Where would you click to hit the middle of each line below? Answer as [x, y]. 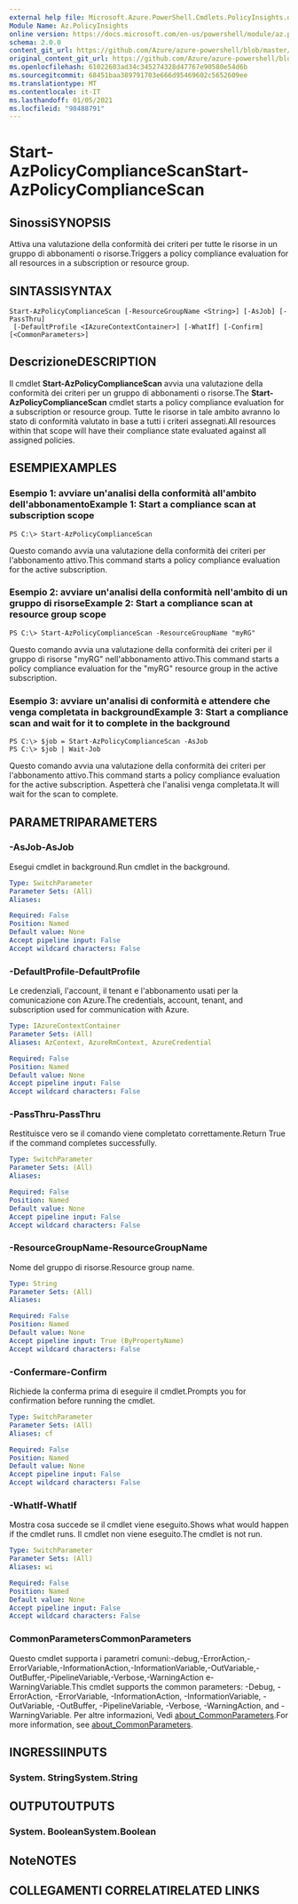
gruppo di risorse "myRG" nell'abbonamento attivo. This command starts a [144, 659]
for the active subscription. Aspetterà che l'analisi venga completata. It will [144, 785]
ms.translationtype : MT [53, 84]
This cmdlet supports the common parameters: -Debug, [173, 1686]
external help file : [47, 17]
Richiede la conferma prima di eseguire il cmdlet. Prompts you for [128, 1391]
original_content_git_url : [59, 59]
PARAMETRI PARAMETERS [83, 822]
